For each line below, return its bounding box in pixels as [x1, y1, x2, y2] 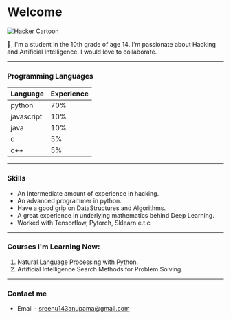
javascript [10, 112, 43, 121]
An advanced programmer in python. [16, 196, 122, 205]
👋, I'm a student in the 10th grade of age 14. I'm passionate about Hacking [7, 40, 217, 48]
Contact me [7, 289, 47, 298]
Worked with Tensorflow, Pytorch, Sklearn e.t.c [16, 218, 151, 227]
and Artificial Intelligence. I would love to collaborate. [7, 48, 157, 56]
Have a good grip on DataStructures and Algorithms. [16, 204, 166, 212]
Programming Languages [7, 71, 94, 81]
